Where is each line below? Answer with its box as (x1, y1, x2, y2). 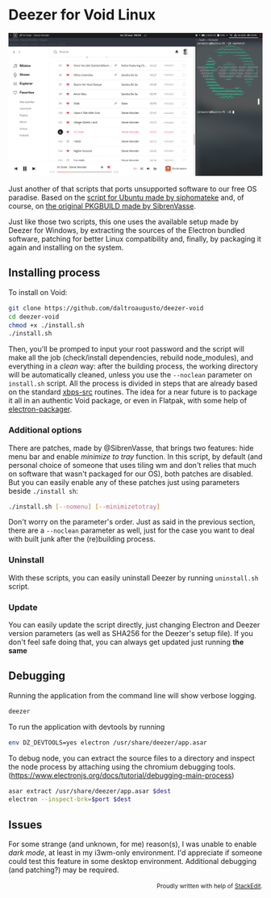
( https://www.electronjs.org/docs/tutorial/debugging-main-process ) (8, 770, 235, 780)
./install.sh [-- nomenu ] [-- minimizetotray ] (8, 503, 161, 511)
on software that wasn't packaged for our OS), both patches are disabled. (8, 469, 254, 479)
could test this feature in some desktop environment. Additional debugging (8, 857, 256, 866)
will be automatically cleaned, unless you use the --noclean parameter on (8, 370, 252, 380)
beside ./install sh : (8, 486, 79, 495)
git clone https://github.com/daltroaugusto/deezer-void (8, 304, 204, 312)
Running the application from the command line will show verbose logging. (8, 690, 256, 700)
